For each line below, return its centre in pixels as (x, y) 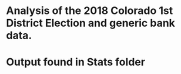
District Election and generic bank (90, 23)
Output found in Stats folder (76, 62)
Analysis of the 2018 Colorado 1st (90, 11)
